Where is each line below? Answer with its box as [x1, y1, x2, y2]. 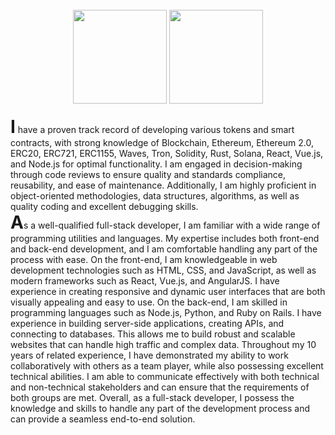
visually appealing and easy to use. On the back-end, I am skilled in [10, 296, 288, 308]
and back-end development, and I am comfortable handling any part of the [10, 243, 318, 255]
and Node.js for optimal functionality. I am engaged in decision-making [10, 158, 303, 170]
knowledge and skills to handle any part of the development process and [10, 403, 310, 414]
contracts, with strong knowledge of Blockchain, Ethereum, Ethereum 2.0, [10, 137, 314, 148]
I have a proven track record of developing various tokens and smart [10, 116, 295, 138]
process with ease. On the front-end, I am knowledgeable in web [10, 254, 278, 265]
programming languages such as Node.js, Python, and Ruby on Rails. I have [10, 307, 322, 318]
